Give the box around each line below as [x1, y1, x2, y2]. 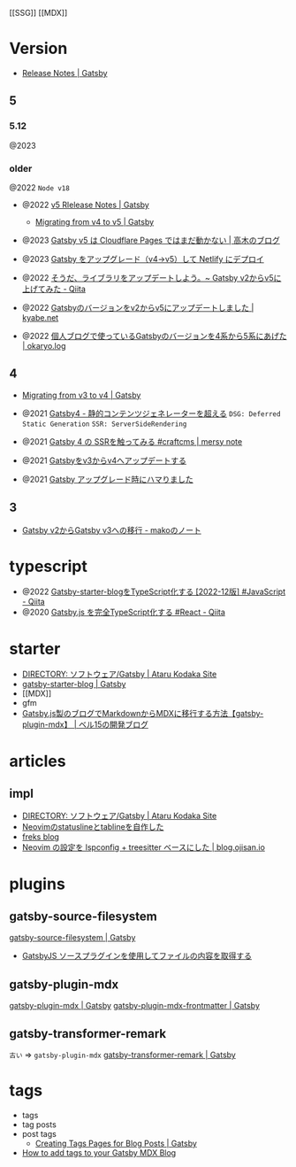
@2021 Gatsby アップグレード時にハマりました [21, 474, 194, 484]
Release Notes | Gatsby [21, 67, 108, 78]
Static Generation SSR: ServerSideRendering [21, 420, 187, 429]
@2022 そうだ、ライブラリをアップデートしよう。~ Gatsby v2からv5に [21, 272, 282, 282]
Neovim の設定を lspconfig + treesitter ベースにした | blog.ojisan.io [21, 842, 265, 853]
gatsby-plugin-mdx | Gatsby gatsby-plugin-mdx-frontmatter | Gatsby [9, 1001, 261, 1011]
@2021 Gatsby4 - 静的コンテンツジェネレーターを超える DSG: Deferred [21, 407, 281, 419]
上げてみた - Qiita [21, 283, 87, 294]
